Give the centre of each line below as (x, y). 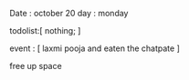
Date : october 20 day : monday (69, 13)
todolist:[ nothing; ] (45, 30)
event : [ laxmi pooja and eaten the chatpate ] (94, 48)
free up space (36, 66)
